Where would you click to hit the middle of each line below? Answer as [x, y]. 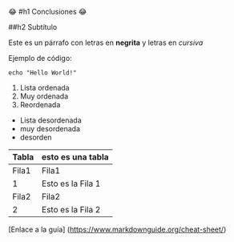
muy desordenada [50, 129]
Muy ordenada [44, 96]
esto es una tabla [75, 157]
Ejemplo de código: [40, 58]
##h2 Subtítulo [33, 27]
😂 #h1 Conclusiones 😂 [48, 12]
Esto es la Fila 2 [71, 210]
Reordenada [40, 105]
